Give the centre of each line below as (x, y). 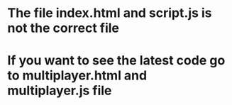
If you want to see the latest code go (116, 61)
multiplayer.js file (60, 91)
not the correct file (63, 28)
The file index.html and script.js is (110, 13)
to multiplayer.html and (77, 76)
